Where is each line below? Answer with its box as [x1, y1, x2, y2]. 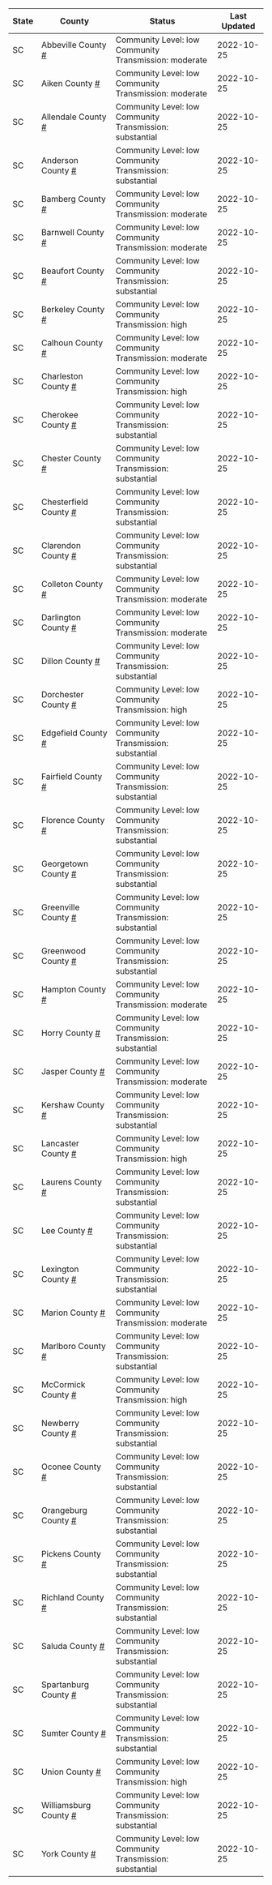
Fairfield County [40, 771, 103, 782]
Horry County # [40, 1027, 101, 1039]
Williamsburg [40, 1800, 91, 1810]
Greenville [40, 902, 80, 913]
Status [149, 15, 176, 27]
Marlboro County [40, 1341, 107, 1352]
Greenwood [40, 945, 87, 956]
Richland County [40, 1592, 104, 1603]
